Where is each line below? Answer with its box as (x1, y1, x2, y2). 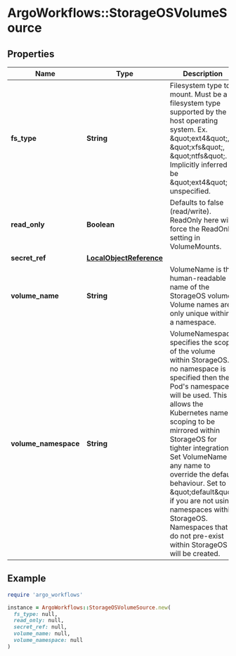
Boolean (86, 220, 115, 229)
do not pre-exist (169, 531, 224, 541)
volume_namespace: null (13, 637, 83, 644)
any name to (169, 461, 211, 470)
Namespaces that (169, 522, 228, 532)
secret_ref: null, (13, 624, 68, 631)
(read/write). (169, 206, 212, 216)
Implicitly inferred (169, 160, 228, 170)
